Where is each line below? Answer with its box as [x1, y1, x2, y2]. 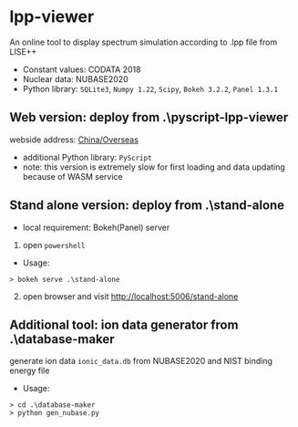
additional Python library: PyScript [22, 151, 152, 162]
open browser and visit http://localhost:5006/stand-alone [22, 290, 239, 302]
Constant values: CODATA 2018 [22, 64, 141, 75]
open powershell [22, 239, 86, 250]
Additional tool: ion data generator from [9, 317, 239, 332]
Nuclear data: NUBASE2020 [22, 73, 129, 84]
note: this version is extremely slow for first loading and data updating [22, 161, 285, 172]
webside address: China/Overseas [9, 134, 139, 145]
